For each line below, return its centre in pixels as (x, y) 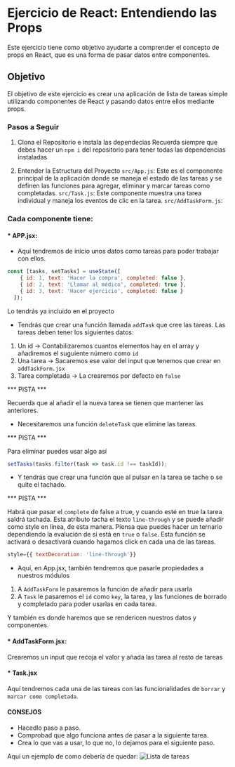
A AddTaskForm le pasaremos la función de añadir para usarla (105, 589)
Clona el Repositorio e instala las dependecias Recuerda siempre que (117, 143)
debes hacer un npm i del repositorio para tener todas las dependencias (121, 150)
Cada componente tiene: (50, 218)
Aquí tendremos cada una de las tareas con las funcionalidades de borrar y (116, 688)
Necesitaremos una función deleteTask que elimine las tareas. (107, 424)
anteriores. (23, 410)
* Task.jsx (22, 673)
